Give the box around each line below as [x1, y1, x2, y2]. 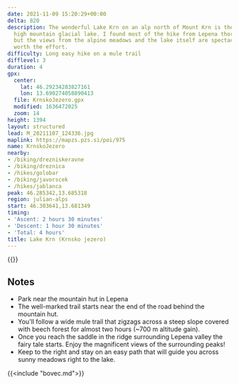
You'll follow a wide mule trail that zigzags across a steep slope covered [17, 318, 229, 326]
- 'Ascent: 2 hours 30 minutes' [7, 216, 103, 223]
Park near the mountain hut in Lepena [17, 295, 129, 303]
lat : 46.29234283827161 [20, 83, 91, 90]
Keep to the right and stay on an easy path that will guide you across [17, 348, 219, 356]
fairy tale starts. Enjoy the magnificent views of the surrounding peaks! [17, 340, 225, 349]
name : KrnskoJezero [7, 143, 65, 150]
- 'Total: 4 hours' [7, 229, 65, 236]
